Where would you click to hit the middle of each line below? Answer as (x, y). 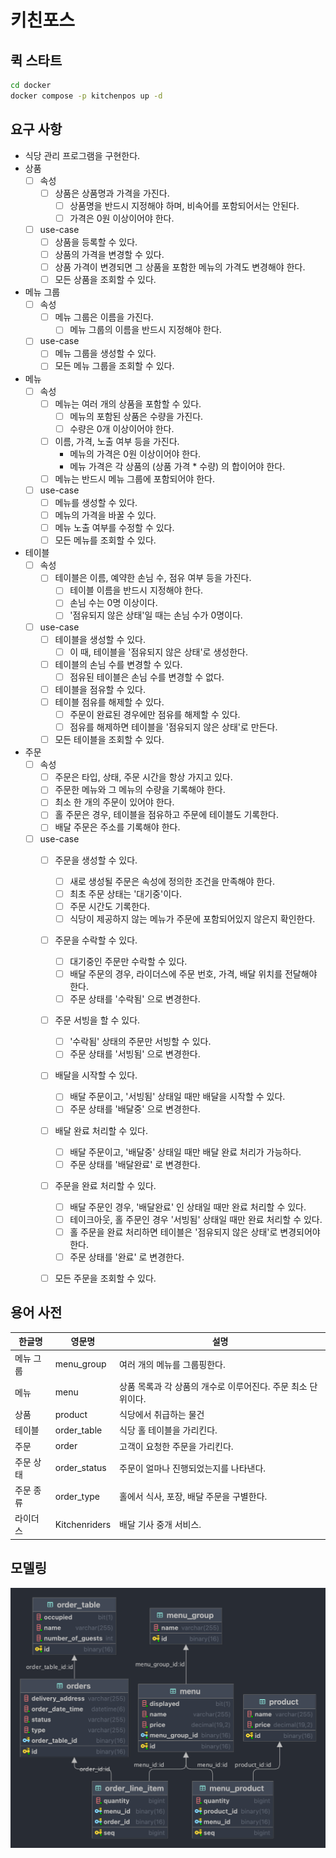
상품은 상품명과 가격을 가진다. (112, 193)
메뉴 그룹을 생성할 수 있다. (105, 353)
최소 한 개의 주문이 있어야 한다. (114, 802)
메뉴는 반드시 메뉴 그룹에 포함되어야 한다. (134, 478)
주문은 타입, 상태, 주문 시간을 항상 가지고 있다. (143, 777)
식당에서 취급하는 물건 (162, 1415)
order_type (77, 1496)
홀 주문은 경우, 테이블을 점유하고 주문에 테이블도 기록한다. (167, 815)
